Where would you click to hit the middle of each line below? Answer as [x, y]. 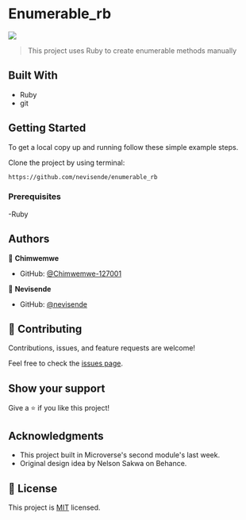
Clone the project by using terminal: [67, 162]
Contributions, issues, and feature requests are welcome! [102, 348]
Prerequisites [35, 197]
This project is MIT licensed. [54, 507]
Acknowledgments [56, 436]
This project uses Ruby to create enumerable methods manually [132, 50]
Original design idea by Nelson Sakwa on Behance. [103, 464]
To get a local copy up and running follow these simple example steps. [123, 147]
